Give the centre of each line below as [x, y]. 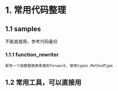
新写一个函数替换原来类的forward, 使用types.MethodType [59, 66]
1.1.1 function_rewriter [32, 54]
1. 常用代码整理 [36, 10]
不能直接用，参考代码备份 [31, 41]
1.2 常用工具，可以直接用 [43, 82]
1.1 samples [23, 29]
